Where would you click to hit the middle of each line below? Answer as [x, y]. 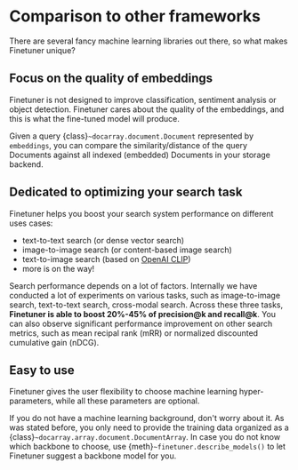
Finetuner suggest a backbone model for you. [93, 456]
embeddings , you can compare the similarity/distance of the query [128, 145]
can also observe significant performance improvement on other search [141, 323]
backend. [26, 164]
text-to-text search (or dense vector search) [103, 240]
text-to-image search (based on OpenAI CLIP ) [106, 259]
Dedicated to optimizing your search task [126, 192]
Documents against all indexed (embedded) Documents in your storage [140, 155]
